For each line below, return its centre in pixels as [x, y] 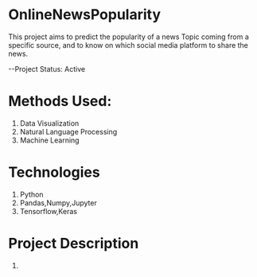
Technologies [55, 172]
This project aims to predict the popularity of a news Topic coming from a [128, 37]
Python [31, 194]
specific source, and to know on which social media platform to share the [128, 45]
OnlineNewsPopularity [85, 15]
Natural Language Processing [68, 131]
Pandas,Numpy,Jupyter [58, 203]
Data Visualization [49, 123]
